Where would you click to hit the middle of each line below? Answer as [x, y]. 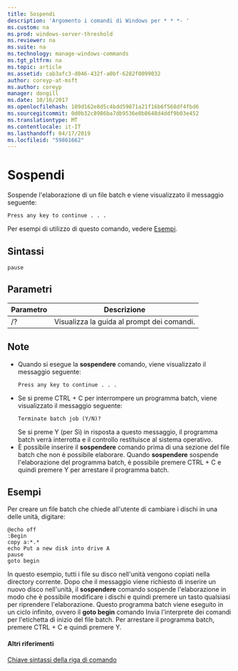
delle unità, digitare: [36, 517]
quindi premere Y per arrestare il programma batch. [93, 470]
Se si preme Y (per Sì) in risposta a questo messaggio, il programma [118, 431]
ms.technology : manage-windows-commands [68, 54]
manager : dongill [33, 93]
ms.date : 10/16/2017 [38, 101]
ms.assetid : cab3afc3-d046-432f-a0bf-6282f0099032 [84, 73]
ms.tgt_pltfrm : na [35, 61]
